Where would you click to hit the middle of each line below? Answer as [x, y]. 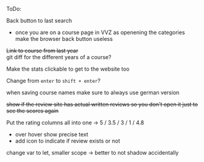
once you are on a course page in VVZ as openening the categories [100, 32]
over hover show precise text [51, 134]
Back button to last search [39, 20]
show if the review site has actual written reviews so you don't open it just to [102, 104]
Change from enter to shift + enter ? [53, 81]
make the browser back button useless [64, 39]
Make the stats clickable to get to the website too [68, 69]
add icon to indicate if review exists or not [68, 141]
